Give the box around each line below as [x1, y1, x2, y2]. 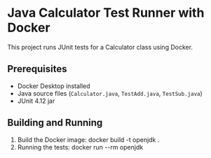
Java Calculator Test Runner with [7, 5, 205, 21]
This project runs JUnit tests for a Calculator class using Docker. [7, 43, 193, 51]
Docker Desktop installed [17, 82, 90, 90]
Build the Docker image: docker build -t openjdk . [17, 135, 160, 144]
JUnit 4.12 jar [17, 96, 55, 105]
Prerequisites [7, 63, 67, 75]
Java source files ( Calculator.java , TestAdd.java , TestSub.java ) [17, 89, 203, 97]
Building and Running [7, 117, 103, 129]
